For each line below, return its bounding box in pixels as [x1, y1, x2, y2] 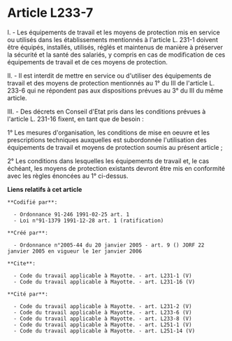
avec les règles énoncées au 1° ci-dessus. [7, 172, 129, 180]
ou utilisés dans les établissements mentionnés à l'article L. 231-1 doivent [7, 35, 218, 43]
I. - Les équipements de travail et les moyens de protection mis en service [7, 28, 220, 36]
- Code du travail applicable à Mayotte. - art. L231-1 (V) [13, 272, 192, 279]
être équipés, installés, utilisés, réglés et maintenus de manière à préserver [7, 43, 224, 51]
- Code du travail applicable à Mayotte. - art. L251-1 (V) [13, 321, 192, 328]
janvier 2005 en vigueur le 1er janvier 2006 [7, 247, 142, 255]
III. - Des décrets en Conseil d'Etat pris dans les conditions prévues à [7, 107, 206, 116]
